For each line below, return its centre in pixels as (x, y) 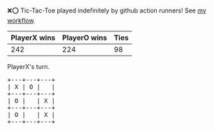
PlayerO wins (85, 38)
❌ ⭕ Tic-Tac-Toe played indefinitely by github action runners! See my (107, 10)
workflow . (21, 21)
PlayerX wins (33, 38)
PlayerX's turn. (29, 67)
